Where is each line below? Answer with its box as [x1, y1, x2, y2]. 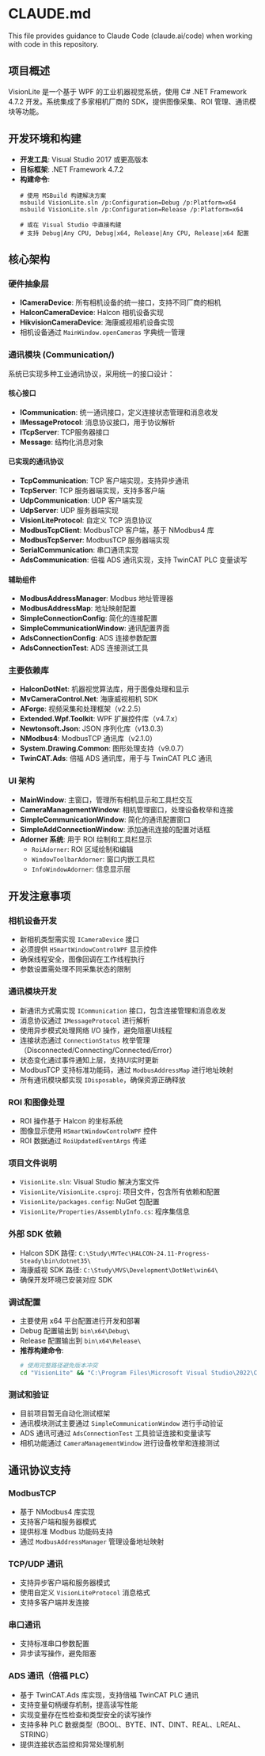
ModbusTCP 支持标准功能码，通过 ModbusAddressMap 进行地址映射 [19, 1065, 233, 1074]
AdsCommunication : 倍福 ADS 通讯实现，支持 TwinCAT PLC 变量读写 [19, 555, 248, 564]
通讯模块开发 [8, 986, 58, 998]
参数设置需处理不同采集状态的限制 [19, 964, 131, 974]
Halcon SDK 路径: [19, 1248, 78, 1257]
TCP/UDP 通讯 [8, 1558, 63, 1569]
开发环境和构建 [8, 132, 81, 146]
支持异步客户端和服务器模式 [19, 1577, 111, 1587]
